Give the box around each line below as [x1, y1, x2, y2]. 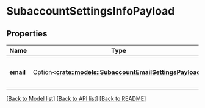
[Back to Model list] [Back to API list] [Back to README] [6, 95, 146, 102]
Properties [6, 29, 48, 39]
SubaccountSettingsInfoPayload [6, 4, 175, 18]
